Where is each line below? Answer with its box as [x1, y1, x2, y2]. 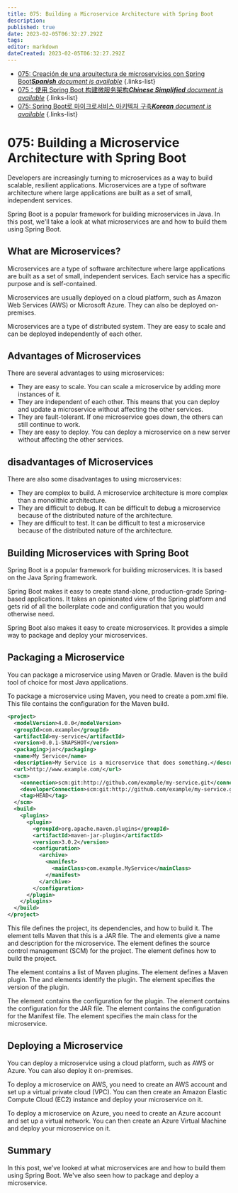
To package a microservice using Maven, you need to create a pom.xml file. [7, 692, 229, 700]
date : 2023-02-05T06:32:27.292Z [7, 30, 103, 38]
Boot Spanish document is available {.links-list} [17, 77, 156, 85]
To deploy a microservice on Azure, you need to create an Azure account [7, 1108, 221, 1117]
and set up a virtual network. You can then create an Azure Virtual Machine [7, 1116, 227, 1125]
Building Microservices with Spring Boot [7, 547, 189, 559]
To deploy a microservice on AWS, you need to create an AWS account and [7, 1080, 227, 1089]
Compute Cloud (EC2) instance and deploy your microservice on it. [7, 1095, 203, 1104]
